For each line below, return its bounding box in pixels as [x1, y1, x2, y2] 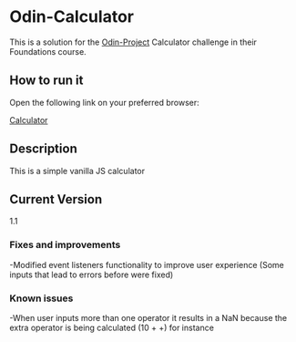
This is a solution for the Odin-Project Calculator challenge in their [9, 36, 258, 47]
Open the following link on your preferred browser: [9, 97, 200, 108]
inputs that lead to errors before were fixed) [9, 269, 174, 280]
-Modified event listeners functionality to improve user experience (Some [9, 259, 284, 270]
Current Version [9, 192, 103, 207]
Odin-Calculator [9, 6, 135, 27]
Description [9, 141, 77, 157]
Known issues [9, 292, 74, 305]
